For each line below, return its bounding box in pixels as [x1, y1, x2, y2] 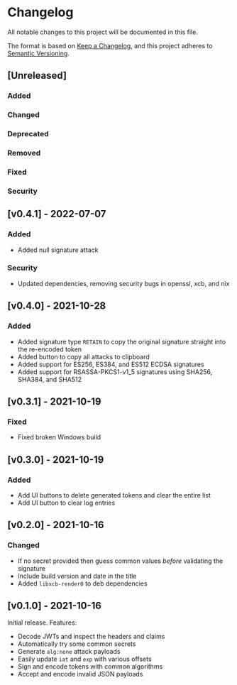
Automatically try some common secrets [17, 640, 136, 648]
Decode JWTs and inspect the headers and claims [17, 632, 165, 641]
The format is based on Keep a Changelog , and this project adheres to [7, 41, 213, 50]
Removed [7, 148, 41, 158]
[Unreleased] [7, 70, 67, 82]
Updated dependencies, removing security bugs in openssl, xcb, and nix [17, 279, 230, 287]
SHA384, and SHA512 [17, 375, 82, 383]
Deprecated [7, 129, 50, 139]
